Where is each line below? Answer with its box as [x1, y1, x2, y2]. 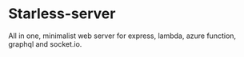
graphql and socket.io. [8, 39, 82, 48]
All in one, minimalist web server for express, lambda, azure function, [8, 31, 237, 40]
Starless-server [8, 5, 116, 23]
